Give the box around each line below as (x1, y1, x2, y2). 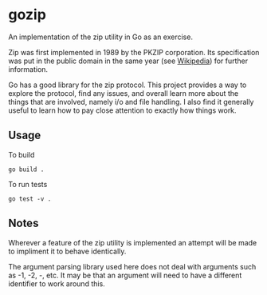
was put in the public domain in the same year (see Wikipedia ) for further (8, 56, 249, 66)
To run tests (8, 179, 48, 189)
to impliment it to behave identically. (8, 246, 127, 256)
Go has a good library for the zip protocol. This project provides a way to (8, 80, 247, 90)
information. (8, 64, 49, 74)
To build (8, 149, 35, 159)
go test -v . (8, 194, 52, 203)
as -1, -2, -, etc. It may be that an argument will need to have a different (8, 270, 242, 280)
